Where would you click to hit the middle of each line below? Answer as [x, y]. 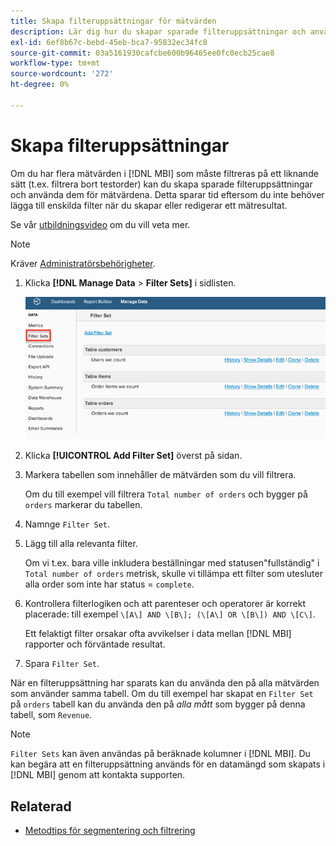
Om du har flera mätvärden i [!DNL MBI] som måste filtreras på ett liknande [164, 173]
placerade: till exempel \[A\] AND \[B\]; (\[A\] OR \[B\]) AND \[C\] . [170, 614]
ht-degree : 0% [40, 85]
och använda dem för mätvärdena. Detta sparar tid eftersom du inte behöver [167, 194]
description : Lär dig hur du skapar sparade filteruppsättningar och [158, 31]
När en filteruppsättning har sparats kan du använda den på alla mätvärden [165, 683]
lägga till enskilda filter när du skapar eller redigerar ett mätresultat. [149, 205]
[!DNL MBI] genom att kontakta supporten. [98, 775]
